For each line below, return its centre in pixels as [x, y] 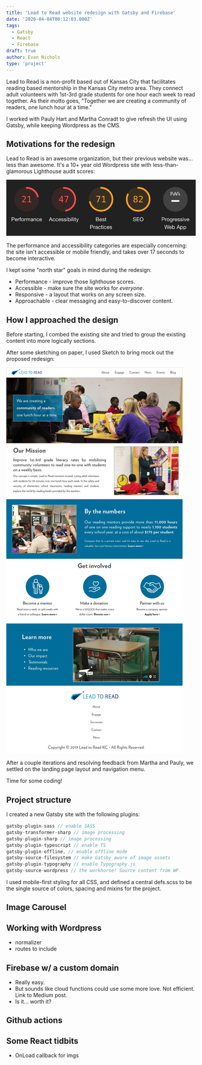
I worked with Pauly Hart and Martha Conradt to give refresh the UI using [97, 119]
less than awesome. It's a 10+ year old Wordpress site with [79, 165]
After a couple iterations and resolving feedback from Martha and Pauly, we [100, 763]
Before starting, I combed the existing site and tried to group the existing [96, 335]
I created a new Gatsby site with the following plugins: [73, 814]
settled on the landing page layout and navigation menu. [76, 769]
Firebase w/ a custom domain [63, 968]
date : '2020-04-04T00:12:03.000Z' [50, 19]
